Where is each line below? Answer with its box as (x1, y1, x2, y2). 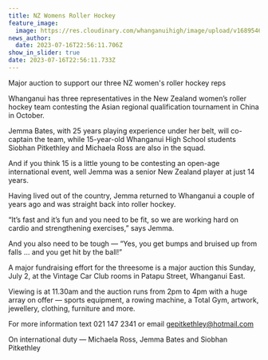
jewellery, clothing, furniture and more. (8, 303, 136, 313)
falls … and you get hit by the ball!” (8, 247, 122, 256)
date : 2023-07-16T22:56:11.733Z (8, 57, 116, 65)
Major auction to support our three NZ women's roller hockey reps (8, 77, 226, 88)
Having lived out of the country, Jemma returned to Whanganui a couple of (8, 191, 255, 200)
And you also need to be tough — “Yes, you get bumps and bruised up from (8, 239, 258, 248)
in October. (8, 110, 45, 120)
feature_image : (8, 19, 59, 27)
